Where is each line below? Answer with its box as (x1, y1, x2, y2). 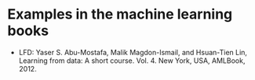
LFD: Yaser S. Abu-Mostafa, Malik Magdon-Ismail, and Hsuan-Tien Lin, (18, 47, 248, 57)
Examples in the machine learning (7, 5, 233, 23)
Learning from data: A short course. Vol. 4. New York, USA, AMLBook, (18, 56, 246, 65)
